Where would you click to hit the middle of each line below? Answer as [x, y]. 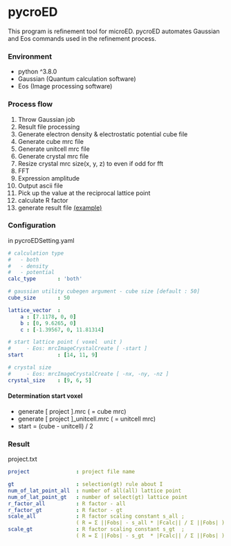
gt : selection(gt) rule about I [85, 484]
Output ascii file [40, 185]
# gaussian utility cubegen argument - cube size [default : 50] [104, 291]
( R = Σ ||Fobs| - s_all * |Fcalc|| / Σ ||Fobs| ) [150, 523]
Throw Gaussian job [46, 119]
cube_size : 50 [39, 298]
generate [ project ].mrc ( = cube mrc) [72, 411]
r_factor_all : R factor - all [67, 503]
